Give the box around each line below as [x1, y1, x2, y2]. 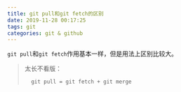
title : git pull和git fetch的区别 [7, 10, 104, 17]
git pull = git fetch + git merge [31, 78, 132, 86]
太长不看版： [24, 64, 62, 73]
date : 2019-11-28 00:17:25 [7, 17, 86, 24]
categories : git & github [7, 29, 83, 37]
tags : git [7, 23, 36, 30]
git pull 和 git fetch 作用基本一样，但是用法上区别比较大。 [7, 49, 177, 58]
